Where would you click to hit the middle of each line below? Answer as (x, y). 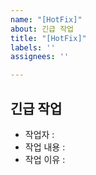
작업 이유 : (45, 159)
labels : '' (33, 47)
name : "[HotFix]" (46, 19)
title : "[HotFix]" (48, 38)
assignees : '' (40, 57)
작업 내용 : (45, 147)
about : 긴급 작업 (42, 29)
